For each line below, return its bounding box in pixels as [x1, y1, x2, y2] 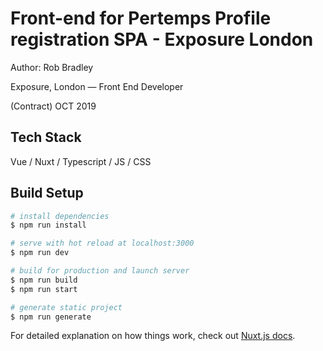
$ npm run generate [10, 312, 92, 322]
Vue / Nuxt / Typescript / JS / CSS [10, 155, 152, 167]
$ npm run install [10, 220, 87, 231]
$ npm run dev [10, 248, 70, 258]
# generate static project [10, 302, 123, 312]
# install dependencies [10, 211, 110, 221]
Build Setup [10, 185, 84, 202]
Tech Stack [10, 129, 82, 146]
